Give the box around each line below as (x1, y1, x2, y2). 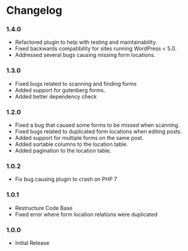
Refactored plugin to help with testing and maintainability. (14, 38, 157, 46)
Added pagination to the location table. (14, 147, 112, 154)
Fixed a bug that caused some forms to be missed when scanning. (14, 121, 180, 129)
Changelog (6, 4, 62, 17)
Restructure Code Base (14, 204, 73, 211)
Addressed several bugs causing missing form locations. (14, 52, 156, 59)
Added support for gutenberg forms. (14, 86, 106, 94)
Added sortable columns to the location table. (14, 141, 128, 148)
